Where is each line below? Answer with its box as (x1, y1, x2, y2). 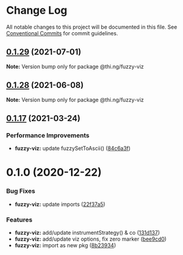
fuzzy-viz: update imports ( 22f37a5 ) (14, 201, 106, 208)
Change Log (6, 4, 67, 17)
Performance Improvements (6, 131, 90, 139)
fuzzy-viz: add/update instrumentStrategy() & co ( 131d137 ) (14, 229, 160, 236)
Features (6, 216, 33, 224)
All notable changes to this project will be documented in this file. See (6, 23, 178, 30)
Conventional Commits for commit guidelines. (6, 29, 118, 36)
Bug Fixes (6, 187, 36, 195)
